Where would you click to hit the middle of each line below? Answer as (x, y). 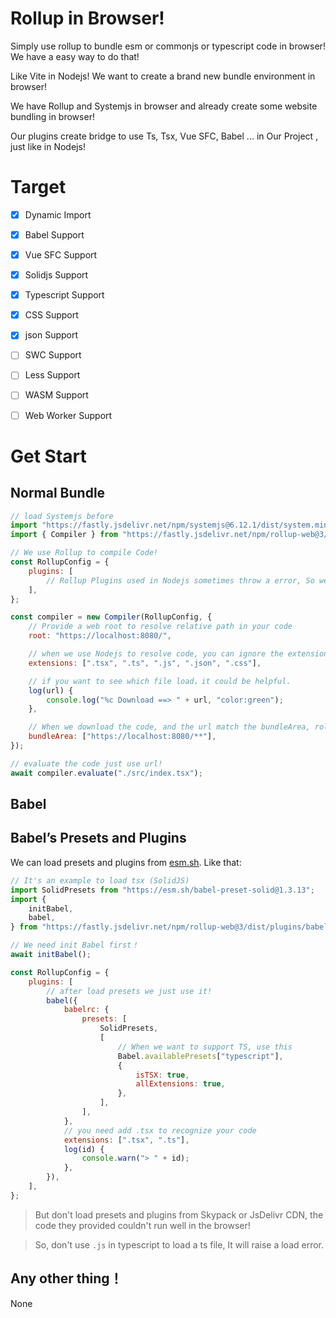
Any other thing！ (66, 1278)
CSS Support (51, 315)
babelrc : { (86, 1010)
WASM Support (56, 395)
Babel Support (54, 234)
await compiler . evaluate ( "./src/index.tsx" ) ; (106, 773)
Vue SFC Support (61, 255)
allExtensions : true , (180, 1084)
